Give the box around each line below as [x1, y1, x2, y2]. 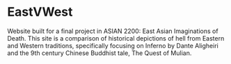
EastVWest [7, 4, 73, 20]
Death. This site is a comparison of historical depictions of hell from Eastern [7, 34, 225, 42]
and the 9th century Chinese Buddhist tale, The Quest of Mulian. [7, 49, 192, 57]
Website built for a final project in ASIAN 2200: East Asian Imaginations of [7, 27, 218, 35]
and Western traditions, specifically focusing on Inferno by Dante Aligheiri [7, 41, 219, 50]
